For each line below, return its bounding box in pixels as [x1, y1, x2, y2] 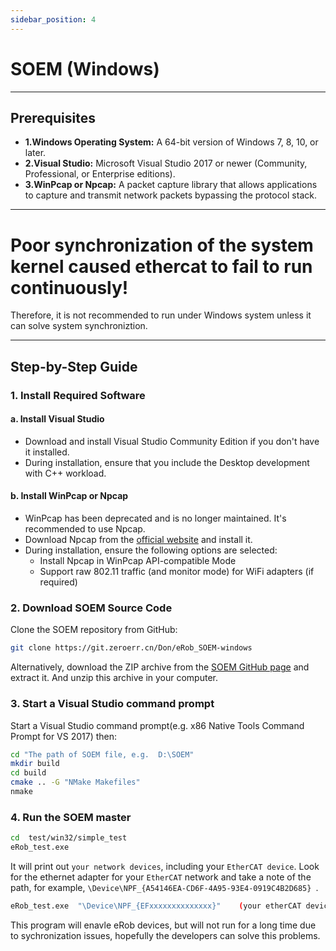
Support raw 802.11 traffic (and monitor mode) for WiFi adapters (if [39, 566, 315, 578]
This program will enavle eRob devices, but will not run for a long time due [10, 919, 317, 931]
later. [24, 147, 47, 159]
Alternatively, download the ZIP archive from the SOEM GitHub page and [10, 661, 310, 673]
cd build [10, 768, 47, 778]
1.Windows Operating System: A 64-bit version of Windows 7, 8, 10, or [24, 136, 319, 148]
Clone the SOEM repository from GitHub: [10, 624, 178, 636]
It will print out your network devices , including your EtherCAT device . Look [10, 860, 320, 872]
